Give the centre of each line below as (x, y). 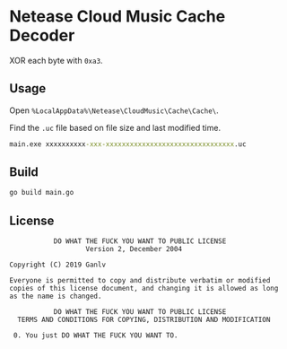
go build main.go (42, 193)
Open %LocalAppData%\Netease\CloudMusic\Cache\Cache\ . (114, 110)
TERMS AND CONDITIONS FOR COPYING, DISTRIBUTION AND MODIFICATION (144, 320)
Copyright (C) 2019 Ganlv (57, 265)
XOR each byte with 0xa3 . (56, 60)
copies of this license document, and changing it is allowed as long (144, 289)
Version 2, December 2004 (134, 249)
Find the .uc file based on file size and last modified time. (115, 127)
